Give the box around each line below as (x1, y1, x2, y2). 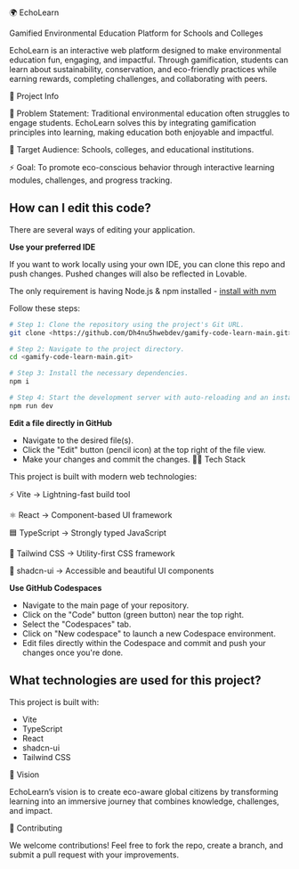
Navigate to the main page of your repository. (21, 600, 190, 611)
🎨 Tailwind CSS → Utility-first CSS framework (9, 547, 175, 559)
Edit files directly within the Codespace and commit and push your (21, 637, 266, 648)
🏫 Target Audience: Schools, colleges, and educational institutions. (9, 144, 255, 154)
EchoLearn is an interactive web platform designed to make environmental (9, 45, 282, 55)
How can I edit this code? (9, 201, 151, 216)
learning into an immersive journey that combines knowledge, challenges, (9, 796, 279, 807)
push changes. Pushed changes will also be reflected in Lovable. (9, 268, 247, 279)
